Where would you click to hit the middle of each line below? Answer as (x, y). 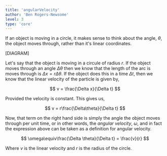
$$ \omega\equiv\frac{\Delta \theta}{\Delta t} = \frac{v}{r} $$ (85, 138)
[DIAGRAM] (17, 53)
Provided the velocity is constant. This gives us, (55, 99)
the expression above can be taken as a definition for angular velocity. (78, 129)
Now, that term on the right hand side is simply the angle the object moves (83, 118)
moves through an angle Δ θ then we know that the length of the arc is (78, 68)
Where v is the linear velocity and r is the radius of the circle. (69, 148)
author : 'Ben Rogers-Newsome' (37, 15)
